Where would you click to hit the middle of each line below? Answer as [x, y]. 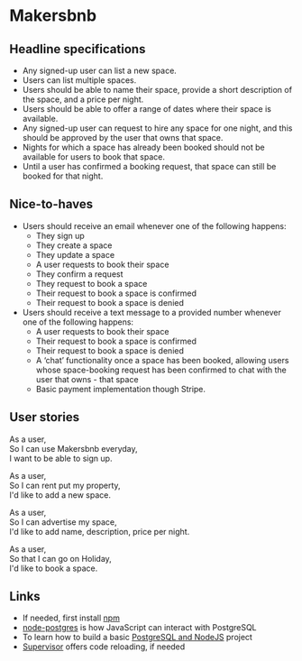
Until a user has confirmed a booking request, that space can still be [149, 166]
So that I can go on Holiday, [61, 558]
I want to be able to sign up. [61, 458]
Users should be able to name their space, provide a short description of [157, 90]
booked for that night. [63, 176]
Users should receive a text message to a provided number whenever [151, 312]
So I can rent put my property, [65, 485]
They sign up [60, 235]
